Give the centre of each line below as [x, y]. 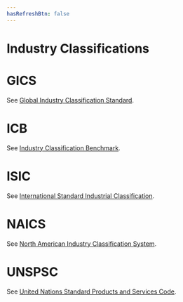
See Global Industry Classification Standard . [70, 100]
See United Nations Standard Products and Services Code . [91, 291]
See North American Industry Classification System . [82, 244]
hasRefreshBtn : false [38, 14]
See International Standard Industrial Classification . [81, 196]
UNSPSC [33, 272]
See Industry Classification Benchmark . [63, 147]
